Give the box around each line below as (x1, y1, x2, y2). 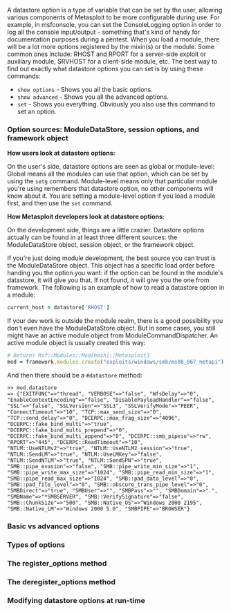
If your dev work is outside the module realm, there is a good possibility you (7, 317, 223, 325)
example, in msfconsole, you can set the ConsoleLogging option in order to (7, 21, 221, 28)
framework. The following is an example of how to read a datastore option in (7, 284, 225, 292)
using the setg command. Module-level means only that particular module (7, 177, 218, 185)
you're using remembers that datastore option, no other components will (7, 185, 214, 193)
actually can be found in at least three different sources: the (7, 233, 178, 241)
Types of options (7, 539, 66, 549)
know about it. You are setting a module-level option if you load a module (7, 192, 216, 200)
